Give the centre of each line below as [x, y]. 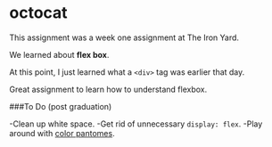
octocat [39, 13]
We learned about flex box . [59, 54]
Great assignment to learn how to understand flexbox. [108, 89]
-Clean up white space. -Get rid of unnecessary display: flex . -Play [136, 124]
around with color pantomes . [62, 133]
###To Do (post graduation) [61, 106]
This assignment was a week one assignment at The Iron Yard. [124, 37]
